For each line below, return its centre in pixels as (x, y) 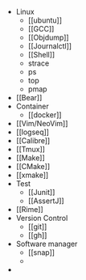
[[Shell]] (41, 55)
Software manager (47, 244)
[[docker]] (45, 115)
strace (39, 63)
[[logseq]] (33, 132)
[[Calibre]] (33, 140)
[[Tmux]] (31, 149)
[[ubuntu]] (45, 20)
